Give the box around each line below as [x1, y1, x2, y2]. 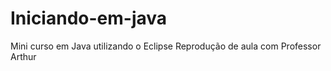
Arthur [10, 50, 37, 62]
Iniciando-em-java [10, 7, 168, 30]
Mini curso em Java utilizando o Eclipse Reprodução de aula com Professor [10, 40, 322, 52]
